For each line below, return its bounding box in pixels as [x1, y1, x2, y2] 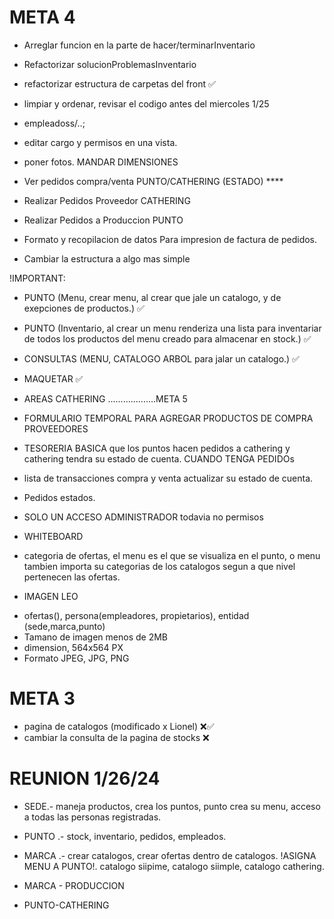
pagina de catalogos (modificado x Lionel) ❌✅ [23, 720, 215, 732]
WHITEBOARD [23, 530, 84, 542]
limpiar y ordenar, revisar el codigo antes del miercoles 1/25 [23, 97, 270, 110]
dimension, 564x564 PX [23, 641, 124, 653]
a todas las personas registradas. [23, 811, 162, 823]
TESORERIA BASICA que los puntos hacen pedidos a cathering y [23, 442, 291, 454]
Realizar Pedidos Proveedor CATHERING [23, 194, 191, 206]
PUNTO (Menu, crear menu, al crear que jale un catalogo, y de [23, 291, 282, 303]
